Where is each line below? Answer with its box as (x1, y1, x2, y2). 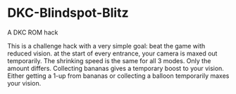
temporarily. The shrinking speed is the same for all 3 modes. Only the (7, 56, 211, 65)
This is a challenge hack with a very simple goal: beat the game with (7, 41, 206, 50)
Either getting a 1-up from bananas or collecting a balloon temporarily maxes (7, 72, 230, 80)
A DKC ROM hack (7, 28, 58, 36)
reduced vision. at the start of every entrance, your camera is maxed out (7, 49, 218, 58)
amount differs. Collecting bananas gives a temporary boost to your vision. (7, 64, 224, 72)
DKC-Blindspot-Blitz (7, 5, 129, 21)
